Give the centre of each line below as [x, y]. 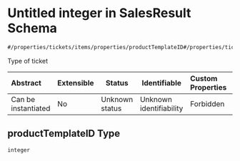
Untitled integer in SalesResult [99, 13]
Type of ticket [28, 61]
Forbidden [207, 103]
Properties [209, 87]
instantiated [31, 108]
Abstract [26, 83]
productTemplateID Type [64, 134]
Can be [23, 99]
